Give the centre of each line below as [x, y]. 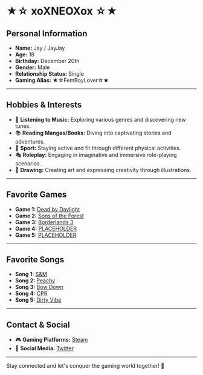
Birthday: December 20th [47, 61]
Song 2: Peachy [35, 280]
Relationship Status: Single [50, 74]
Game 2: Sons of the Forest [50, 216]
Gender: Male [32, 67]
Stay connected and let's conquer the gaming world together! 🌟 [85, 366]
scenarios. [28, 163]
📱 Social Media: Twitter [44, 348]
